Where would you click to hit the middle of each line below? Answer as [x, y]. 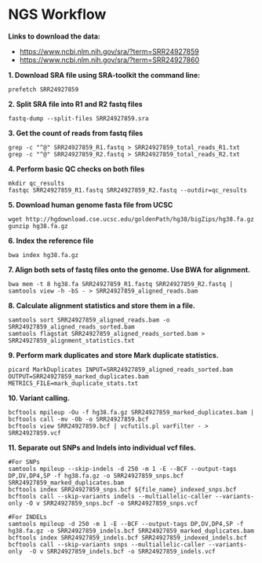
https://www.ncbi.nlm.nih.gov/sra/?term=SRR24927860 [109, 60]
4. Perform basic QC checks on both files [76, 169]
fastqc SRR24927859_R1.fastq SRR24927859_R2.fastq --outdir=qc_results [127, 190]
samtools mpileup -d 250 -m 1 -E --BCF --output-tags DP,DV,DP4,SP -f [126, 524]
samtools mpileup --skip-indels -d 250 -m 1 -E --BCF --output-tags [122, 469]
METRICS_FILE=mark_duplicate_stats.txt [73, 383]
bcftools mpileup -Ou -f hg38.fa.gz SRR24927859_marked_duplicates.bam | [131, 412]
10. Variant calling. [39, 398]
